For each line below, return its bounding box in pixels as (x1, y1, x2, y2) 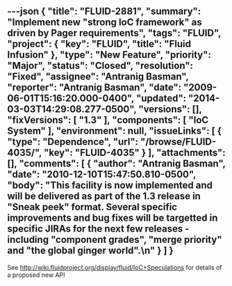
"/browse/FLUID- (140, 136, 217, 148)
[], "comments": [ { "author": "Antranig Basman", (7, 158, 226, 170)
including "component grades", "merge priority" (7, 234, 222, 246)
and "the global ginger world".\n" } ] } (7, 245, 174, 257)
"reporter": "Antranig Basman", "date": (7, 81, 182, 93)
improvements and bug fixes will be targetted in (7, 212, 218, 224)
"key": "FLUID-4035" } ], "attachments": (44, 147, 226, 159)
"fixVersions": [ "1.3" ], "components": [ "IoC (7, 114, 209, 126)
